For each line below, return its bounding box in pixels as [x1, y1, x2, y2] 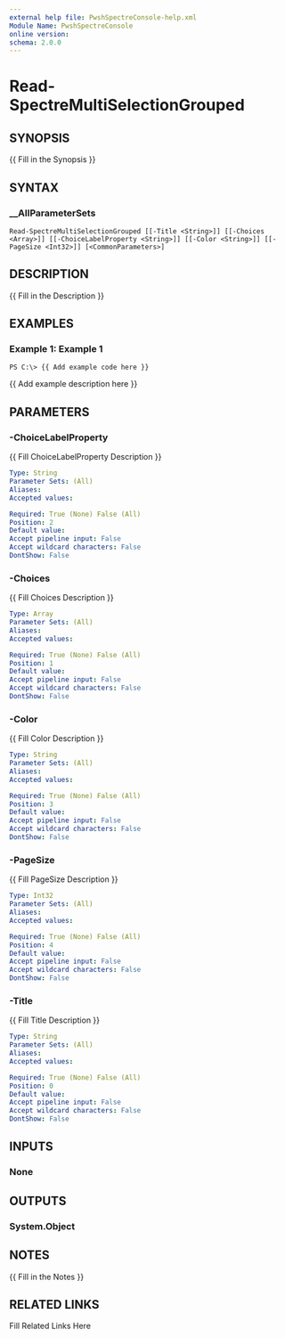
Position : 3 [9, 799, 53, 809]
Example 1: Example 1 [9, 343, 103, 355]
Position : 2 [9, 518, 53, 526]
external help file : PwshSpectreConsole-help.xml [9, 12, 198, 22]
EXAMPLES [9, 316, 74, 331]
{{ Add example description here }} [9, 379, 138, 389]
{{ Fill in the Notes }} [9, 1271, 85, 1282]
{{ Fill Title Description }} [9, 1015, 101, 1025]
